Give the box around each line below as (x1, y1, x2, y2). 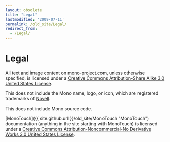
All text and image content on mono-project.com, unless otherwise (5, 69, 145, 76)
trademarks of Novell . (5, 95, 51, 101)
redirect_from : (5, 26, 38, 31)
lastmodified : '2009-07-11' (5, 17, 65, 22)
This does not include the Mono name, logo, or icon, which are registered (5, 90, 159, 96)
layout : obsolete (5, 7, 42, 13)
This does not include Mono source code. (5, 105, 92, 112)
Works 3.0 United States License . (5, 131, 75, 137)
